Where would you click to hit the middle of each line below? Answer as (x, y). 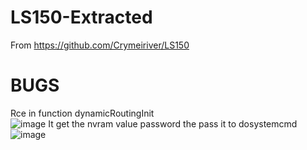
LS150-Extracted (81, 17)
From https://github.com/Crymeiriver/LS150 (100, 45)
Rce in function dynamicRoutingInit (82, 113)
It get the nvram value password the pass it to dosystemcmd (173, 123)
